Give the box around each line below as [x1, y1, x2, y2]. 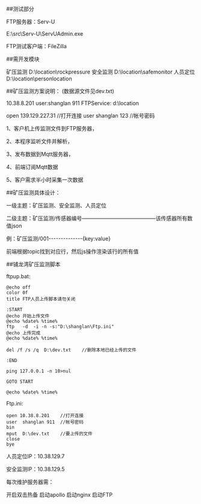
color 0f [6, 290, 28, 296]
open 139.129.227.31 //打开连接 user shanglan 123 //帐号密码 [6, 112, 155, 119]
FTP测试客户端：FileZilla [6, 43, 67, 49]
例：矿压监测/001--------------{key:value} [6, 235, 111, 242]
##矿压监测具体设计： [6, 189, 61, 196]
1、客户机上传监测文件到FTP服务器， [6, 125, 97, 132]
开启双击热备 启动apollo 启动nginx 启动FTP [6, 491, 113, 498]
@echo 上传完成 [6, 330, 41, 336]
